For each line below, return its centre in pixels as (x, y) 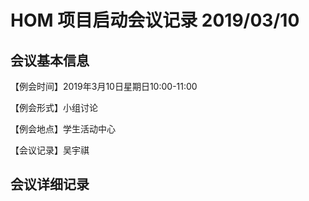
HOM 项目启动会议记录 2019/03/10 (155, 20)
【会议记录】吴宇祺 (50, 150)
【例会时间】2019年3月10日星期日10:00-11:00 (104, 86)
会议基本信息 (50, 60)
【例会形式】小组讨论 (54, 107)
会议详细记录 (50, 184)
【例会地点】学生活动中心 (63, 129)
